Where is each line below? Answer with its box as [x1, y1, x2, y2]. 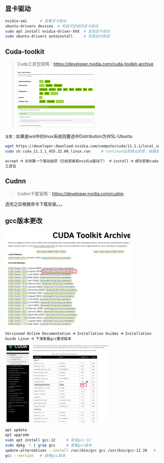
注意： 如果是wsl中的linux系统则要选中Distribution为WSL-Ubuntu [5, 133, 133, 139]
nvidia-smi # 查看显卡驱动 [5, 19, 67, 23]
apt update [5, 427, 27, 432]
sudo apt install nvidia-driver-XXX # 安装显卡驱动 [5, 29, 110, 34]
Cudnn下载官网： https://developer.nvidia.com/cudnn [17, 190, 124, 196]
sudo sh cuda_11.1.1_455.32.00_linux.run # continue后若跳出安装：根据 [5, 149, 156, 154]
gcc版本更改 [5, 217, 42, 225]
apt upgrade [5, 433, 29, 438]
